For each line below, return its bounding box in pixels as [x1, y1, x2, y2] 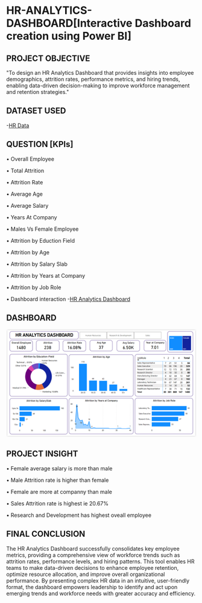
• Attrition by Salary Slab [6, 260, 68, 267]
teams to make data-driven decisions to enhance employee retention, [6, 564, 179, 571]
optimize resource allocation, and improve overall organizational [6, 570, 165, 578]
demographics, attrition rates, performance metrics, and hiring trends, [6, 76, 180, 83]
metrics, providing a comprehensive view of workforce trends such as [6, 551, 180, 558]
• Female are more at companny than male [6, 488, 113, 495]
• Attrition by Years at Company [6, 272, 86, 279]
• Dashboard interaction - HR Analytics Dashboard [6, 295, 131, 302]
